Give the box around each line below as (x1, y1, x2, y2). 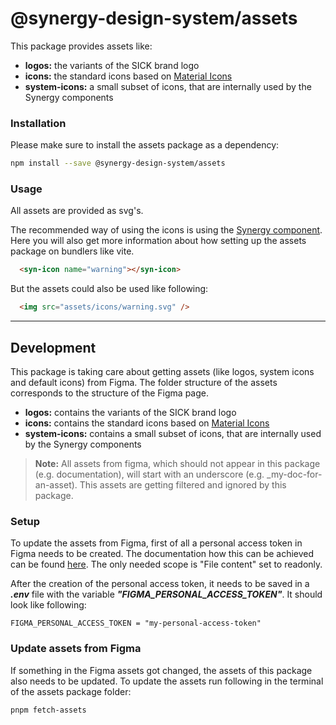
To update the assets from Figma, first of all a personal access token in (10, 537, 303, 549)
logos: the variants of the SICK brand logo (24, 59, 200, 71)
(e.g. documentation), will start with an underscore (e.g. (34, 468, 265, 480)
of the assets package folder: (10, 685, 132, 697)
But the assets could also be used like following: (10, 283, 209, 295)
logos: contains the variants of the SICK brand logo (24, 406, 237, 418)
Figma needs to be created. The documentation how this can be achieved (10, 548, 315, 560)
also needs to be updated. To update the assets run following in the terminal (10, 675, 324, 687)
